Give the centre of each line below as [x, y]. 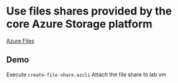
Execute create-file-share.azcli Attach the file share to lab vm [86, 75]
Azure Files [20, 41]
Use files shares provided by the [89, 11]
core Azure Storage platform [79, 24]
